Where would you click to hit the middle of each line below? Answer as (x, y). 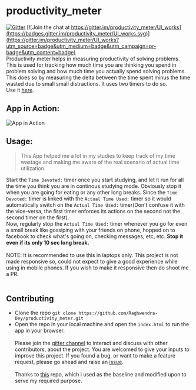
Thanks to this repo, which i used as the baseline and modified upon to (100, 375)
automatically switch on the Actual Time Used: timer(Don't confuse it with (96, 204)
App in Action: (33, 108)
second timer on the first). (38, 217)
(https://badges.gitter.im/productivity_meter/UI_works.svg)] (78, 33)
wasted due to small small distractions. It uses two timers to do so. (87, 83)
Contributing (30, 299)
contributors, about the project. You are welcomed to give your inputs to (102, 349)
